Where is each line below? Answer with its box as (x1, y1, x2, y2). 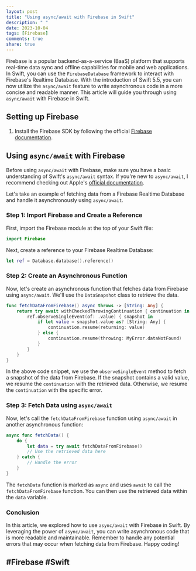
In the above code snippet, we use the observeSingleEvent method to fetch (6, 368, 187, 375)
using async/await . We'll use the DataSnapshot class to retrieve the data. (6, 291, 179, 298)
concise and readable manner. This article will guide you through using (6, 89, 177, 96)
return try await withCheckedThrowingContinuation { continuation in (16, 308, 190, 314)
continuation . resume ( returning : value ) (47, 324, 145, 331)
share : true (6, 42, 35, 48)
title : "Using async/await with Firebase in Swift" (6, 14, 135, 20)
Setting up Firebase (6, 112, 79, 122)
